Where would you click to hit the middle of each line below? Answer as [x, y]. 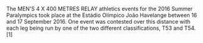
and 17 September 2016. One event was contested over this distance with [98, 21]
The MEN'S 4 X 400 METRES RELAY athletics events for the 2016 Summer [100, 9]
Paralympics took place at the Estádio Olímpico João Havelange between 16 [101, 15]
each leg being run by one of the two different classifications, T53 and [94, 28]
